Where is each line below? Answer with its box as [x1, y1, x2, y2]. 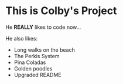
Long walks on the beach [13, 46, 76, 53]
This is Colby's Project [5, 4, 118, 18]
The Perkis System [13, 52, 60, 59]
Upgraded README [13, 71, 61, 78]
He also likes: [5, 35, 38, 42]
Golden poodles [13, 65, 53, 72]
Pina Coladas [13, 59, 46, 66]
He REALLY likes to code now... [5, 23, 81, 31]
